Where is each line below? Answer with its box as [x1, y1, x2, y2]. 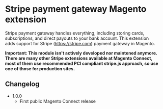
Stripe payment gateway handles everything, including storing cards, [5, 30, 145, 36]
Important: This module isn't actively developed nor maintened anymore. [5, 50, 157, 56]
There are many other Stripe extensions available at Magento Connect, [5, 55, 153, 61]
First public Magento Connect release [19, 98, 96, 104]
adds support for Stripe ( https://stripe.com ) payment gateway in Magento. [5, 40, 155, 46]
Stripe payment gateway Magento [5, 3, 147, 15]
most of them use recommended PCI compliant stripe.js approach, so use [5, 60, 159, 66]
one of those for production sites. [5, 65, 75, 72]
